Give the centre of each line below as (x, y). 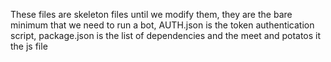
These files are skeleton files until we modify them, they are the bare (151, 14)
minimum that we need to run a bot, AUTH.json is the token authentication (162, 25)
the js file (29, 46)
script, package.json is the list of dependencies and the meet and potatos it (166, 35)
